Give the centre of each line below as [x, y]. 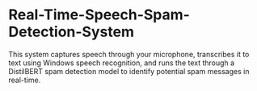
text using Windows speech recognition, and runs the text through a [122, 63]
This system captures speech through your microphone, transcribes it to [129, 54]
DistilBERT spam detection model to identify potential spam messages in [129, 71]
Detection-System [72, 32]
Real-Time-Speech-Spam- [99, 15]
